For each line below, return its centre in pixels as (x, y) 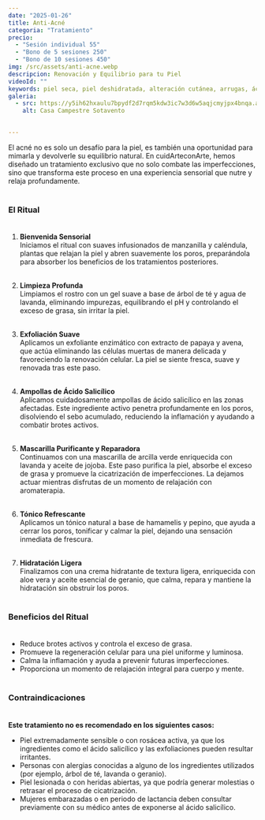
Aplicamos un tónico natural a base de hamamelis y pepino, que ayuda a (138, 523)
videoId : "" (28, 81)
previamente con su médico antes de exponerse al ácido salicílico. (127, 807)
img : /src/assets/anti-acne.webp (63, 67)
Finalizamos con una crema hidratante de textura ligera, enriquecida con (137, 572)
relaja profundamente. (44, 181)
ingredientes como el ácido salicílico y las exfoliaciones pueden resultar (136, 748)
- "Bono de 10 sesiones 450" (63, 60)
